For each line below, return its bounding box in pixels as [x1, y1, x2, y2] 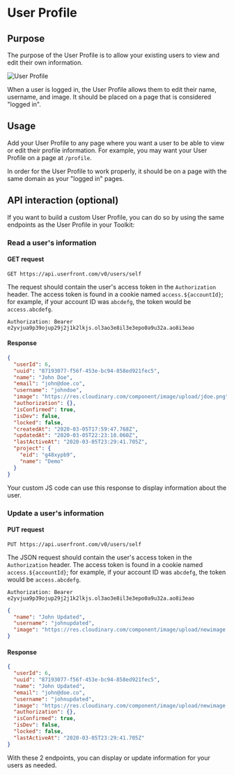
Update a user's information [7, 508, 104, 518]
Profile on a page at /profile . [7, 153, 92, 161]
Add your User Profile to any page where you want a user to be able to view [7, 138, 225, 147]
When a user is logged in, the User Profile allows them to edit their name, [7, 86, 217, 93]
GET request [7, 255, 45, 264]
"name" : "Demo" [19, 458, 64, 465]
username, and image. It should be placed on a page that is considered [7, 93, 212, 101]
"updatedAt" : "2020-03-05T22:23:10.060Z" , [13, 432, 139, 439]
